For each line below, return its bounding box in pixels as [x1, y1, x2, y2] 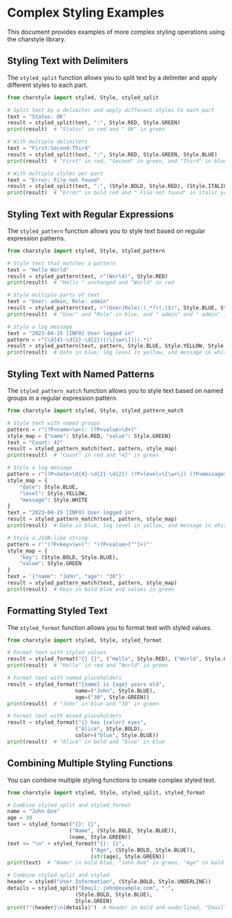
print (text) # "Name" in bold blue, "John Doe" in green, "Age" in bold [7, 859, 224, 866]
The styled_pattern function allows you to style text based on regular [7, 227, 206, 235]
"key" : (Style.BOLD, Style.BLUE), [19, 554, 119, 561]
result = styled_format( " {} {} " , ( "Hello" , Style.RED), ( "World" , [7, 656, 202, 662]
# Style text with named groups [7, 419, 100, 426]
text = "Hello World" [7, 266, 70, 274]
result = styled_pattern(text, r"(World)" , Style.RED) [7, 273, 168, 280]
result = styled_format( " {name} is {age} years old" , [7, 680, 166, 688]
